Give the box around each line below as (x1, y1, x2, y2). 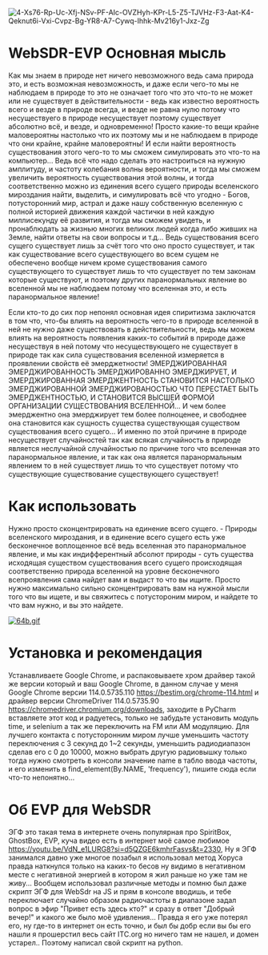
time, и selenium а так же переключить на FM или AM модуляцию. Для (8, 721, 250, 731)
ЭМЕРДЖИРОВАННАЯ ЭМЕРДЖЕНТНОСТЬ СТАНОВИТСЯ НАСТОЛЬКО (8, 375, 255, 385)
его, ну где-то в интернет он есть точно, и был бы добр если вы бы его (8, 921, 252, 930)
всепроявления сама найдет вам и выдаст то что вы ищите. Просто (8, 574, 241, 584)
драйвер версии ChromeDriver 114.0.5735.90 (8, 695, 160, 705)
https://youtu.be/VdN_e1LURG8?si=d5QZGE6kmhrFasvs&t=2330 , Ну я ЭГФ (8, 844, 258, 853)
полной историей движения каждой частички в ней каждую (8, 207, 214, 216)
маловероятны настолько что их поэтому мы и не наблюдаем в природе (8, 130, 258, 139)
